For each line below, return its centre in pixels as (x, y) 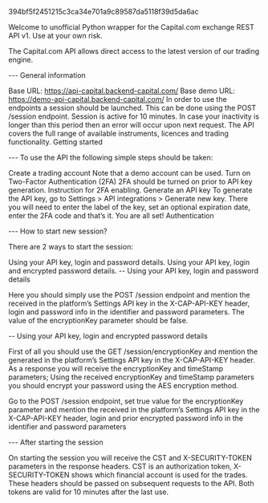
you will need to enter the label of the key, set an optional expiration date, (130, 207)
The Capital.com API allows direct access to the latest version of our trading (134, 51)
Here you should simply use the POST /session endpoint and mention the (129, 295)
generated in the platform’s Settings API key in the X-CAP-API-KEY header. (132, 360)
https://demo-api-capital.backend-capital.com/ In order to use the (118, 99)
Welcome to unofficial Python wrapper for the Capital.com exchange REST (132, 27)
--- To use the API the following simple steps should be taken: (111, 157)
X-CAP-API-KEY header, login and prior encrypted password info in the (126, 418)
